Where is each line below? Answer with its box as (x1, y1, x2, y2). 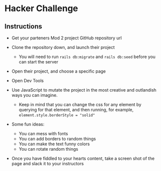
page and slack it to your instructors (11, 161, 84, 166)
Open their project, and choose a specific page (11, 68, 106, 74)
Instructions (4, 22, 42, 31)
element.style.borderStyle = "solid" (18, 113, 96, 118)
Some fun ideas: (11, 122, 45, 127)
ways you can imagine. (11, 93, 58, 98)
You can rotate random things (18, 146, 79, 152)
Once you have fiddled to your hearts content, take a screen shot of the (11, 155, 155, 161)
